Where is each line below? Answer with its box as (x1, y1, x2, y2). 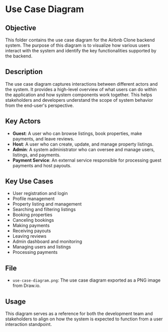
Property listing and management (12, 201, 82, 207)
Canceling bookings (12, 217, 54, 223)
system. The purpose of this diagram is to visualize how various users (5, 42, 150, 48)
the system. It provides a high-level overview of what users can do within (5, 86, 157, 92)
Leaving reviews (12, 233, 47, 239)
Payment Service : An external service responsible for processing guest (12, 157, 162, 163)
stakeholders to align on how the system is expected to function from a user (5, 316, 163, 322)
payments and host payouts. (12, 162, 72, 168)
